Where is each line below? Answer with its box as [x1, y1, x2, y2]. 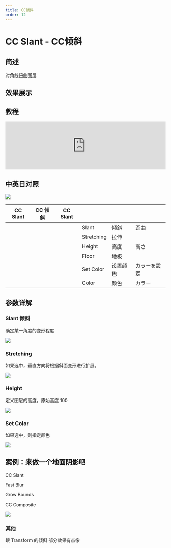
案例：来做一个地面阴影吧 [5, 458, 85, 467]
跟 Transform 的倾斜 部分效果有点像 [5, 537, 80, 543]
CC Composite [5, 501, 36, 508]
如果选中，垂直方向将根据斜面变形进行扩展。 [5, 362, 99, 368]
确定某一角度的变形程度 [5, 328, 54, 334]
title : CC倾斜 [5, 7, 34, 13]
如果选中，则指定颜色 [5, 432, 50, 438]
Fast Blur [5, 482, 24, 488]
